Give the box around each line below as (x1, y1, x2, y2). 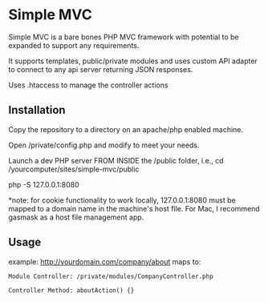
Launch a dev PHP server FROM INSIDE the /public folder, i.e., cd (8, 155, 224, 165)
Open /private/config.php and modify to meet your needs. (8, 140, 200, 150)
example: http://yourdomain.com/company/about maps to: (8, 256, 201, 266)
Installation (8, 103, 66, 117)
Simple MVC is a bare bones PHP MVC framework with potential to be (8, 32, 239, 42)
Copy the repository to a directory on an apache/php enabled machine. (8, 124, 243, 134)
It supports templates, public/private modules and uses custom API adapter (8, 56, 258, 66)
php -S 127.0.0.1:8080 (8, 179, 79, 189)
